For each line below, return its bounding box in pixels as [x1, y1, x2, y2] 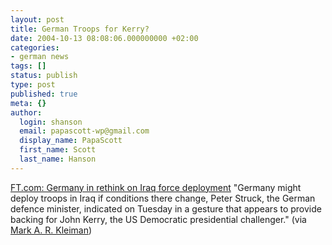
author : [10, 107, 43, 118]
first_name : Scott [19, 145, 97, 155]
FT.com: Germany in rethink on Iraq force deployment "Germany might [10, 181, 302, 193]
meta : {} [10, 98, 47, 108]
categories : [10, 42, 60, 53]
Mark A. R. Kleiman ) [10, 224, 93, 236]
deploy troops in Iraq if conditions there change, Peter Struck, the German [10, 192, 316, 204]
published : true [10, 89, 78, 99]
